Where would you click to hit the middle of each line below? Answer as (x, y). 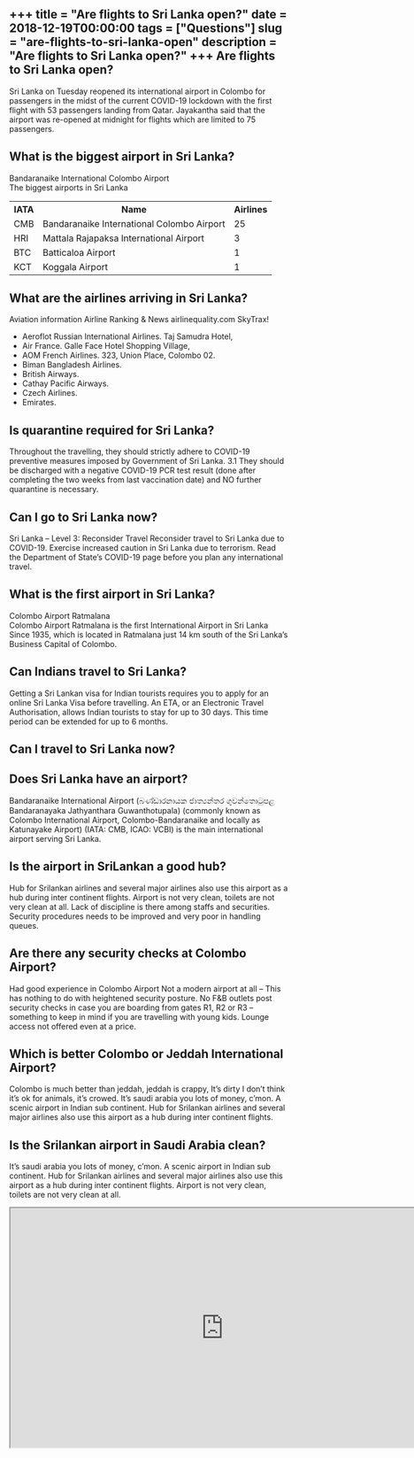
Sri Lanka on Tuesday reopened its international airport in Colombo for (138, 91)
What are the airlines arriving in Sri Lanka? (129, 299)
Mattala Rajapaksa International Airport (124, 238)
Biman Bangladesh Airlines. (72, 365)
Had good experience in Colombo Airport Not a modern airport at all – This (145, 988)
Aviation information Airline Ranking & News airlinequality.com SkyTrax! (139, 320)
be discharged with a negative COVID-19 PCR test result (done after (133, 471)
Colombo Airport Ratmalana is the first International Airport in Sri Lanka (139, 625)
